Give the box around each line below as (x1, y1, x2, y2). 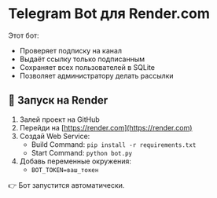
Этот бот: (8, 31, 39, 40)
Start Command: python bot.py (31, 148, 132, 157)
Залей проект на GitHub (19, 115, 100, 124)
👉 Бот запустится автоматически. (8, 180, 125, 189)
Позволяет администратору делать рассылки (19, 71, 175, 80)
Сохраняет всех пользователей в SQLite (19, 62, 156, 71)
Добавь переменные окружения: (19, 156, 132, 166)
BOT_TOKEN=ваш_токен (31, 166, 99, 174)
